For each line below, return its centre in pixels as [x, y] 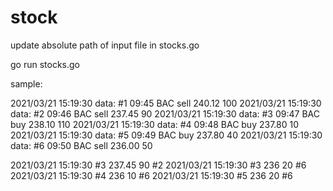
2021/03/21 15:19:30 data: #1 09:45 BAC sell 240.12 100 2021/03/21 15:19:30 [166, 103]
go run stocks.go [45, 64]
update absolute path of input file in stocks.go [105, 45]
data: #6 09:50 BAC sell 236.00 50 [81, 145]
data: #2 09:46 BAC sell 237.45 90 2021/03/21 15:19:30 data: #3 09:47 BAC [165, 113]
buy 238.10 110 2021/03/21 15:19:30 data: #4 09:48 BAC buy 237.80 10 [154, 124]
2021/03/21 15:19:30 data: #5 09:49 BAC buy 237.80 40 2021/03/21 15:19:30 [166, 135]
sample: [26, 83]
